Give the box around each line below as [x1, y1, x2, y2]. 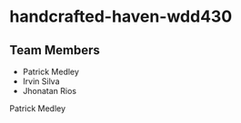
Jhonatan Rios [22, 86, 77, 96]
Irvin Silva [22, 76, 61, 87]
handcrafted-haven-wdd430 [9, 6, 233, 27]
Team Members [9, 43, 100, 58]
